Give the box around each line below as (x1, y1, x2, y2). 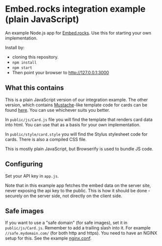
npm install (12, 60, 37, 65)
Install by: (5, 44, 24, 50)
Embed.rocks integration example (5, 3, 146, 15)
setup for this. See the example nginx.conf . (5, 235, 92, 241)
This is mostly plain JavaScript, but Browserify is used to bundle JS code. (5, 145, 153, 152)
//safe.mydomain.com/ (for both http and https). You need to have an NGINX (5, 230, 158, 236)
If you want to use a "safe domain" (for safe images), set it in (5, 220, 128, 225)
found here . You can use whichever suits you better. (5, 107, 110, 113)
